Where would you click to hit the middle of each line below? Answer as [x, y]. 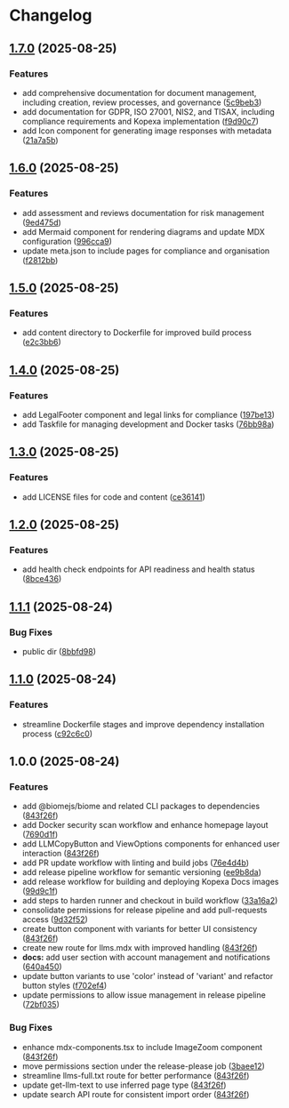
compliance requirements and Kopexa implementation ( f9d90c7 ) [140, 121]
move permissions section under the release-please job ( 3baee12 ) [143, 1066]
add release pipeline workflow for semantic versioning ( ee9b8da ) [142, 872]
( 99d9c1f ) [40, 891]
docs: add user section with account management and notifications [146, 958]
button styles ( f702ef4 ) [64, 986]
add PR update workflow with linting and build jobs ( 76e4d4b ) [136, 863]
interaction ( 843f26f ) [60, 854]
